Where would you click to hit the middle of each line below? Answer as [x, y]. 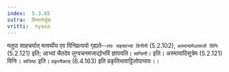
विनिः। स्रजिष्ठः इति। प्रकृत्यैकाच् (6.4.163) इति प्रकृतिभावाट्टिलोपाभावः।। [83, 61]
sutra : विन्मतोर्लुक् [29, 20]
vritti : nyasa [29, 26]
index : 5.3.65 [29, 13]
